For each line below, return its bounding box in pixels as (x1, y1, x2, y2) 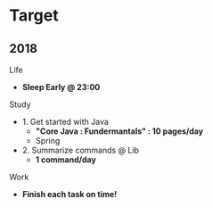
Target (9, 5, 60, 26)
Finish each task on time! (21, 189, 118, 199)
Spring (35, 136, 61, 145)
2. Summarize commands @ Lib (21, 145, 140, 155)
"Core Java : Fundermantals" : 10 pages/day (35, 126, 204, 137)
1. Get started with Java (21, 117, 110, 127)
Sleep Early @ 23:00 (21, 82, 101, 92)
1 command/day (35, 154, 96, 165)
